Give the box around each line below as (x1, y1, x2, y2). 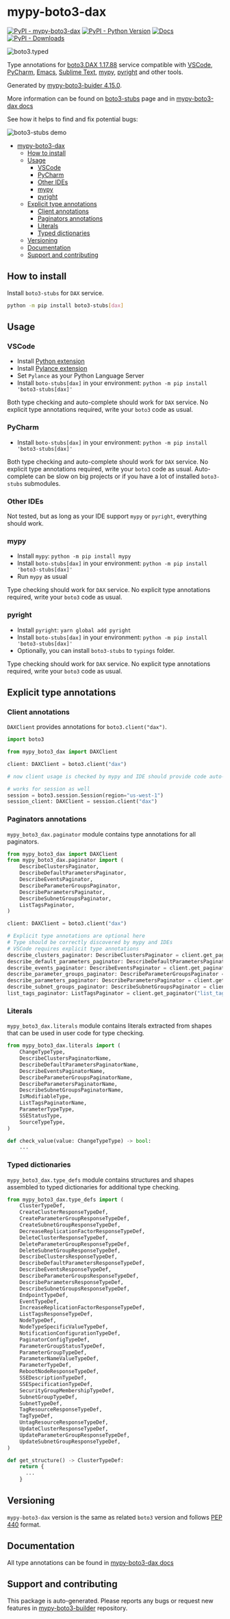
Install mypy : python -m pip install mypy (16, 552, 131, 560)
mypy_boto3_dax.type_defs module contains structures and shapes (7, 1176, 194, 1184)
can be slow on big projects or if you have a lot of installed (35, 472, 200, 480)
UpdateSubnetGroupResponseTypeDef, (19, 1438, 121, 1445)
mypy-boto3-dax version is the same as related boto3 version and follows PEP (7, 1513, 222, 1521)
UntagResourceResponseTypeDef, (19, 1419, 109, 1426)
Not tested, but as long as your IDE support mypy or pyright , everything (7, 512, 207, 520)
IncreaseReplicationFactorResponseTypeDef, (19, 1305, 146, 1311)
